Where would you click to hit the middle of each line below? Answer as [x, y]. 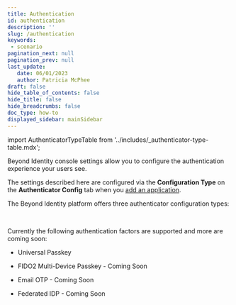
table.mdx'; [24, 147]
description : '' [31, 27]
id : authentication [36, 21]
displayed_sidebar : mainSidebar [55, 119]
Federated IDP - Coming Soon [61, 293]
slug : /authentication [41, 34]
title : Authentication [41, 14]
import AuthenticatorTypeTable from [60, 140]
